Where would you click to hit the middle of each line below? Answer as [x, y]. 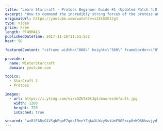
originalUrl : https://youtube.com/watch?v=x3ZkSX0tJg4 [62, 18]
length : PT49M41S [23, 32]
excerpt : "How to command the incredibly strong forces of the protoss [79, 14]
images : [13, 94]
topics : [13, 76]
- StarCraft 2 [24, 81]
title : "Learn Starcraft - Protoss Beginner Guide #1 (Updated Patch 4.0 [81, 9]
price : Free [17, 28]
